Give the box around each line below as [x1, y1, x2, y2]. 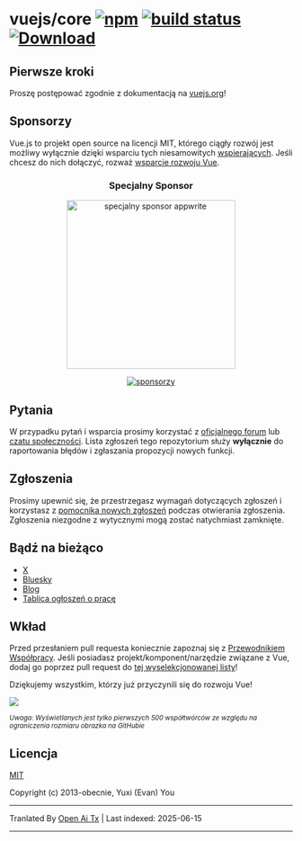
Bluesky [22, 574, 52, 585]
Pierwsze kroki [9, 64, 94, 79]
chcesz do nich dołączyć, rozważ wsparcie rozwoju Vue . [9, 157, 220, 167]
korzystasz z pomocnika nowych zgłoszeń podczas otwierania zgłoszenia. [9, 505, 286, 515]
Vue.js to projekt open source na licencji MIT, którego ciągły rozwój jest [9, 138, 274, 148]
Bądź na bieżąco [9, 541, 104, 556]
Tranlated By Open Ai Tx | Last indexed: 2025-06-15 [9, 813, 202, 824]
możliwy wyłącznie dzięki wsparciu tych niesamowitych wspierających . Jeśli [9, 147, 293, 157]
